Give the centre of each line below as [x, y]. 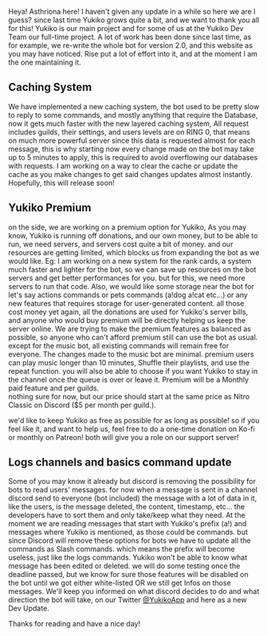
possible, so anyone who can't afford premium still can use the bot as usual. [133, 337]
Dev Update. [29, 608]
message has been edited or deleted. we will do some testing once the [124, 566]
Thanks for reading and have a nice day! [75, 624]
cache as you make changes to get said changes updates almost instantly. [130, 174]
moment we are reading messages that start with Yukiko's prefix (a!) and [128, 524]
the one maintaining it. [45, 62]
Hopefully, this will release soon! [61, 183]
